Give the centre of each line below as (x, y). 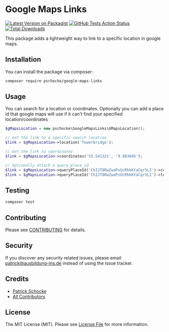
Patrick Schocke (29, 291)
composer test (20, 202)
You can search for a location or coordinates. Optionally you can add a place (84, 109)
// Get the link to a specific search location (56, 138)
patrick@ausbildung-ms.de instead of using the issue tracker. (69, 263)
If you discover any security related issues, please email (63, 257)
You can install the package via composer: (49, 72)
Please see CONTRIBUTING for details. (46, 230)
